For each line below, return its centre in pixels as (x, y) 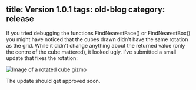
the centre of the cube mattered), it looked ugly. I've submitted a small (91, 52)
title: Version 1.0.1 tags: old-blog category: (86, 10)
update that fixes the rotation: (42, 58)
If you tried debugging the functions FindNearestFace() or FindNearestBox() (98, 33)
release (20, 19)
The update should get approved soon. (53, 81)
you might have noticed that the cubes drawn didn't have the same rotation (97, 39)
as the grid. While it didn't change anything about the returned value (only (96, 45)
